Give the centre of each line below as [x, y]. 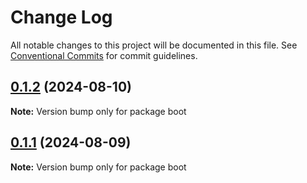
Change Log [61, 17]
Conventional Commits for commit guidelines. [104, 55]
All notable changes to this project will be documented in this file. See [154, 45]
